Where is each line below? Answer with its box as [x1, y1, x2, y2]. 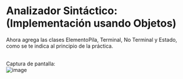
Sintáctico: [62, 4, 118, 18]
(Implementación [6, 17, 91, 30]
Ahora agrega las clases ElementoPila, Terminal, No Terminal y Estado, [6, 36, 178, 43]
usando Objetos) [93, 17, 177, 30]
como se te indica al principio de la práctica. [6, 42, 114, 50]
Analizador [6, 4, 61, 18]
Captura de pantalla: [6, 60, 56, 67]
